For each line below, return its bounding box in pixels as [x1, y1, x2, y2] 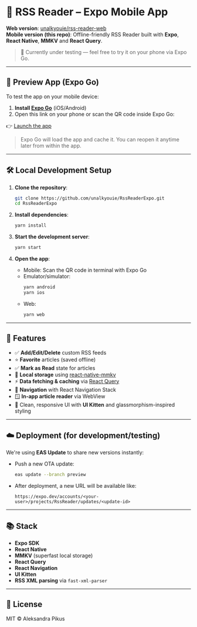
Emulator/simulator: [23, 273, 71, 280]
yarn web [23, 311, 45, 318]
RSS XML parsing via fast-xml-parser [14, 577, 107, 584]
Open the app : [14, 255, 50, 262]
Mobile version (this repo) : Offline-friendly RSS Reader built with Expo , [6, 31, 179, 38]
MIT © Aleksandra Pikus [6, 615, 65, 622]
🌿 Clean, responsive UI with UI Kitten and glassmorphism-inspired [14, 401, 175, 408]
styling [14, 407, 31, 414]
